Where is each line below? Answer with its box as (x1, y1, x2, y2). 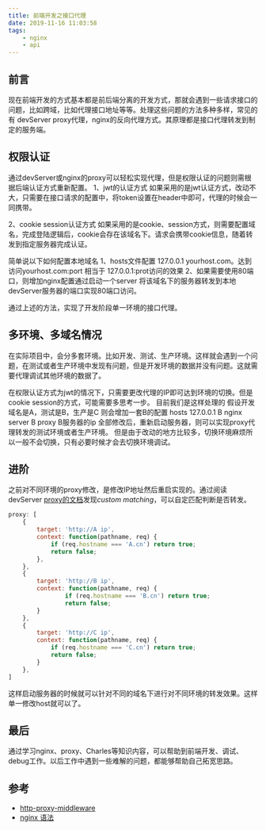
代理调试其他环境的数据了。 (14, 371, 105, 380)
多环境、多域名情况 (8, 329, 102, 342)
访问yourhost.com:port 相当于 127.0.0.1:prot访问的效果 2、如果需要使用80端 (8, 266, 254, 275)
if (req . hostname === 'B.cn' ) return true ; (64, 592, 211, 600)
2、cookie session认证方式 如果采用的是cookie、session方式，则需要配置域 (8, 219, 256, 229)
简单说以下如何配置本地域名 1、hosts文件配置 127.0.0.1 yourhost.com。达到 (8, 256, 252, 266)
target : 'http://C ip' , (36, 628, 115, 637)
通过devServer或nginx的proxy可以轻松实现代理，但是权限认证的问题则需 (8, 172, 245, 183)
